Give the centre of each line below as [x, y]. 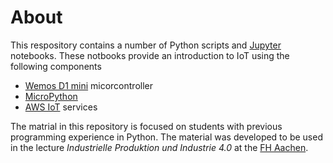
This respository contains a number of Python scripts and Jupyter [146, 45]
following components [56, 66]
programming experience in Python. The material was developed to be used [166, 137]
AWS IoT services [61, 107]
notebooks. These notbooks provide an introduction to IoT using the [150, 55]
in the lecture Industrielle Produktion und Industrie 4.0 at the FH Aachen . [159, 147]
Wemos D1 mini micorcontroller [89, 85]
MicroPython [51, 96]
